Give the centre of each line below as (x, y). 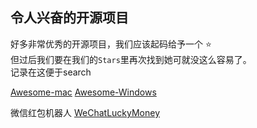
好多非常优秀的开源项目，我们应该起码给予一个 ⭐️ (111, 44)
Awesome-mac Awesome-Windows (83, 92)
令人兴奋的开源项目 (69, 18)
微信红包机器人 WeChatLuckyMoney (85, 112)
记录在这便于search (51, 72)
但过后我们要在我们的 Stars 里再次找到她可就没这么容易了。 (131, 59)
